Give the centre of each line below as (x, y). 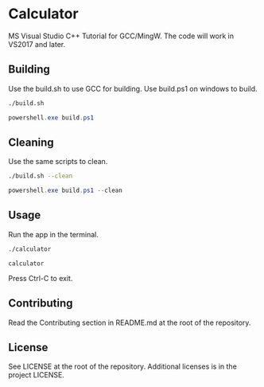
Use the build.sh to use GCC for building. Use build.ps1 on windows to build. (133, 88)
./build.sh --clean (41, 176)
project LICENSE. (37, 375)
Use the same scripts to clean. (58, 162)
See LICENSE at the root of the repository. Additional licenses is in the (122, 366)
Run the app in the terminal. (54, 234)
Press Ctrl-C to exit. (41, 278)
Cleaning (31, 142)
